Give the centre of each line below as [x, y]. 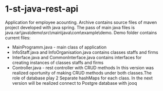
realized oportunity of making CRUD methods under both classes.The [82, 73]
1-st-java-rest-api [42, 9]
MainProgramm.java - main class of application [59, 47]
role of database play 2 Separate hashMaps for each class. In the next [82, 78]
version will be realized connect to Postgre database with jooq [74, 83]
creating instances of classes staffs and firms [58, 62]
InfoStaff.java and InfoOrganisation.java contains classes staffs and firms [85, 52]
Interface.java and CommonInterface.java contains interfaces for [77, 57]
